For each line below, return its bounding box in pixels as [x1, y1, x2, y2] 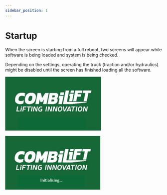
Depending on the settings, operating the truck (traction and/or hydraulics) [5, 61, 159, 67]
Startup [5, 30, 37, 41]
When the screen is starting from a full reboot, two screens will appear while [5, 46, 162, 52]
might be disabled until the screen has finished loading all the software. [5, 67, 152, 73]
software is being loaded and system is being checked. [5, 52, 119, 58]
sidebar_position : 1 [5, 8, 48, 13]
